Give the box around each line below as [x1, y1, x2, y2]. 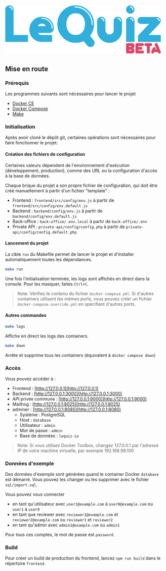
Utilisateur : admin [19, 422, 55, 428]
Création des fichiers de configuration [5, 151, 85, 157]
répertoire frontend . [5, 561, 46, 567]
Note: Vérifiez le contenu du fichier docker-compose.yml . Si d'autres [17, 290, 154, 296]
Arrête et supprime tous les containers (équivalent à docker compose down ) [5, 352, 156, 358]
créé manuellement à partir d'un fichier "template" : [5, 187, 110, 193]
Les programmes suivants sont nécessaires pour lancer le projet [5, 91, 136, 97]
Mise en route [5, 64, 48, 73]
